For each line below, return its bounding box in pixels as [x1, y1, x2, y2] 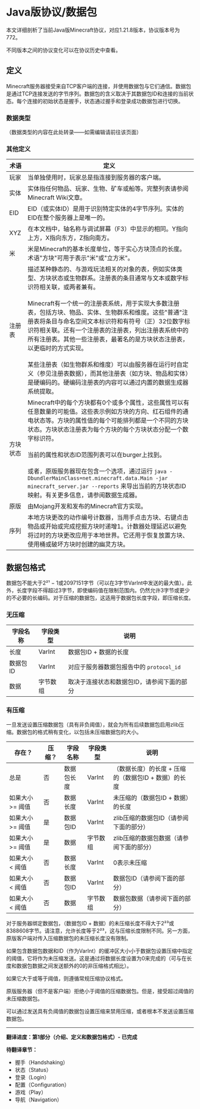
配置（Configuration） [14, 1081, 70, 1088]
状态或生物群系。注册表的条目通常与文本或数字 [51, 274, 183, 282]
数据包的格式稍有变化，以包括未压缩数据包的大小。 [16, 728, 142, 736]
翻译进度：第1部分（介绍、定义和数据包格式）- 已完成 [6, 1033, 137, 1040]
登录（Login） [14, 1073, 50, 1080]
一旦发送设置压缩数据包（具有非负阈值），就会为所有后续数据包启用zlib [6, 721, 180, 728]
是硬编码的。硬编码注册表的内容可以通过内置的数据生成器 [27, 378, 189, 387]
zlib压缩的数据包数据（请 [112, 833, 183, 842]
